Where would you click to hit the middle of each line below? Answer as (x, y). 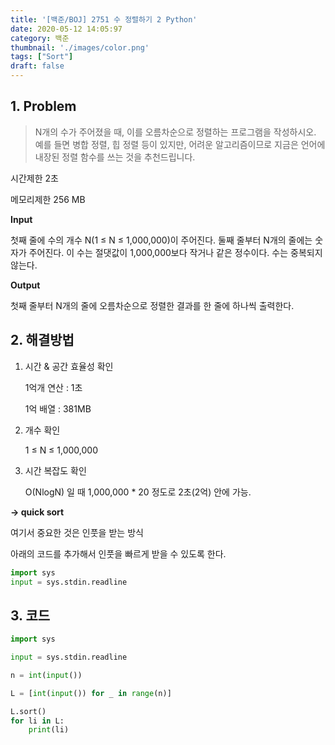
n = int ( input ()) (46, 675)
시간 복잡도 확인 (55, 470)
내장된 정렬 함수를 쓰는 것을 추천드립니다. (115, 157)
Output (25, 285)
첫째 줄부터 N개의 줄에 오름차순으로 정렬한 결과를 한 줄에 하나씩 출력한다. (152, 305)
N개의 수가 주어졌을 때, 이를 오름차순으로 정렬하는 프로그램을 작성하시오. (175, 132)
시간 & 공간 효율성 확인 (69, 366)
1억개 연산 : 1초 (53, 387)
